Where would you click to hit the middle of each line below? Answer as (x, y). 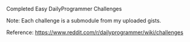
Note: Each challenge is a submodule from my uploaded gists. (84, 20)
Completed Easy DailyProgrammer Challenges (64, 9)
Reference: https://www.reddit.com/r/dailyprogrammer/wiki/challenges (95, 32)
